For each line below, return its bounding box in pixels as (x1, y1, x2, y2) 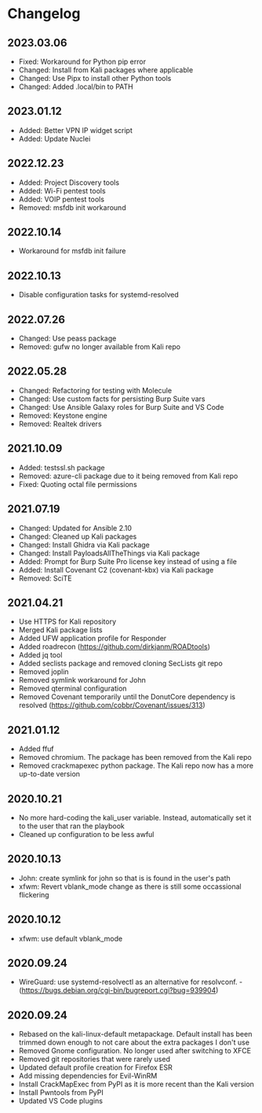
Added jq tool (18, 650, 63, 660)
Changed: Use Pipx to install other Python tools (18, 74, 172, 83)
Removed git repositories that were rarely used (18, 1055, 170, 1064)
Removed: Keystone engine (18, 411, 107, 420)
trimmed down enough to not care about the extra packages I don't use (18, 1037, 250, 1047)
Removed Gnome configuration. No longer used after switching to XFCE (18, 1046, 252, 1056)
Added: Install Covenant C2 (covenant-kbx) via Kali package (18, 565, 214, 574)
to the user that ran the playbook (18, 821, 125, 831)
